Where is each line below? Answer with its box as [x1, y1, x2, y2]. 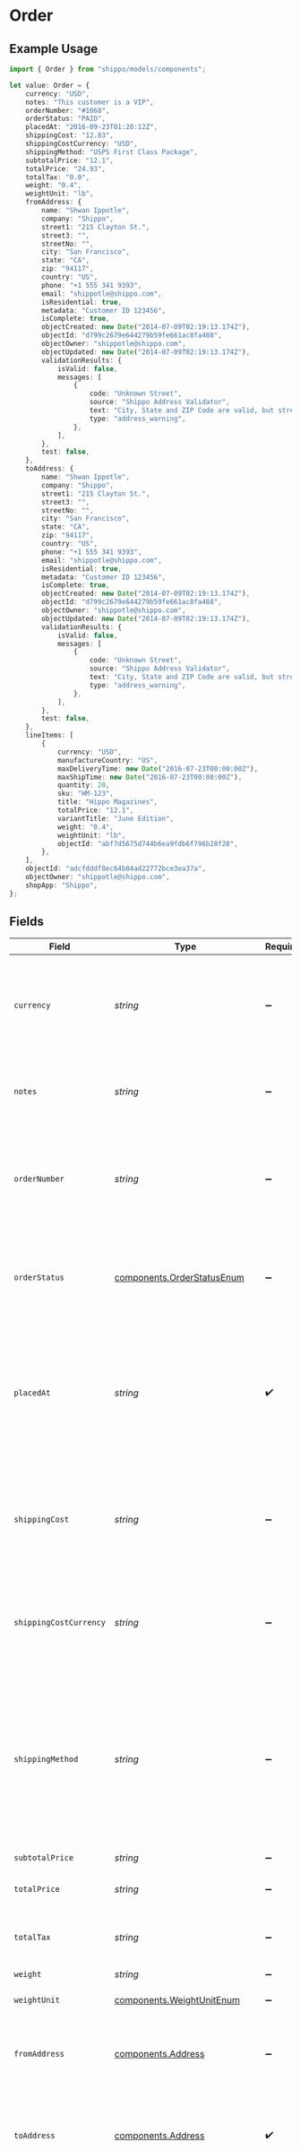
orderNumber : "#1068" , [25, 106, 110, 115]
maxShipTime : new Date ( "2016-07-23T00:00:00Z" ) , [56, 773, 243, 781]
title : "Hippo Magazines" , [56, 798, 159, 807]
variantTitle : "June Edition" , [56, 814, 175, 823]
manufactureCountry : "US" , [56, 756, 159, 764]
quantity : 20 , [56, 781, 110, 790]
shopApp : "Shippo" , [25, 880, 99, 890]
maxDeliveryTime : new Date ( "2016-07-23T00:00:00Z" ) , [56, 764, 258, 773]
